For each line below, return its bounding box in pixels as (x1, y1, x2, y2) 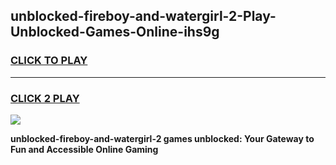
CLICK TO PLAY (10, 54, 88, 68)
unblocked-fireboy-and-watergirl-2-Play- (10, 8, 277, 25)
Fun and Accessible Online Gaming (10, 143, 159, 155)
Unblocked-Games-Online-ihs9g (10, 24, 220, 41)
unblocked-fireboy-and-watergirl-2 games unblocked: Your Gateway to (10, 132, 315, 144)
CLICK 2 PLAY (10, 91, 80, 105)
